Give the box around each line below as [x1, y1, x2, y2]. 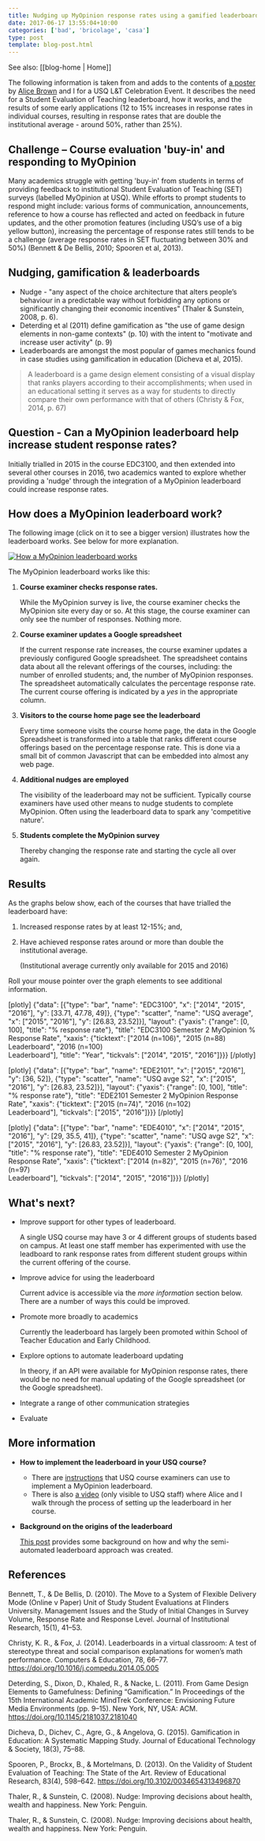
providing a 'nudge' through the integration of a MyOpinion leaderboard [8, 475, 241, 486]
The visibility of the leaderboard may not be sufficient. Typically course [19, 791, 252, 800]
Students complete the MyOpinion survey [19, 831, 160, 840]
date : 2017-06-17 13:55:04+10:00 [8, 19, 118, 27]
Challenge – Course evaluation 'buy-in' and [8, 143, 226, 156]
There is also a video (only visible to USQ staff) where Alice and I [31, 1490, 243, 1499]
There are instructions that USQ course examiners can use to [31, 1472, 230, 1482]
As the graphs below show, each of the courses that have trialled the [8, 898, 231, 908]
